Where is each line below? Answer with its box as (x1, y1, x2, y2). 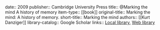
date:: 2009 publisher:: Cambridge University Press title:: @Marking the (5, 4, 148, 10)
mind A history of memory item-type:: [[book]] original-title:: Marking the (5, 9, 150, 15)
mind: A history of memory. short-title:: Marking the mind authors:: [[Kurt (5, 15, 150, 20)
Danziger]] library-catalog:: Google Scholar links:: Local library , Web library (5, 19, 155, 25)
